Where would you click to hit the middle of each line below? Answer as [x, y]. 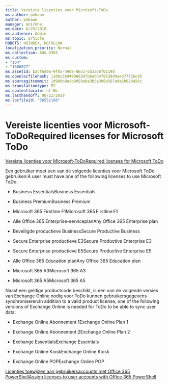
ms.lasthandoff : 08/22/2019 [35, 95]
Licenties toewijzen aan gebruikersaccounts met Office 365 [68, 371]
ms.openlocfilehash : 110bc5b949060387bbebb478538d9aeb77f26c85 [74, 76]
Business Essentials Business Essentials [54, 192]
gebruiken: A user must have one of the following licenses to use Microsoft [83, 176]
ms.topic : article [25, 39]
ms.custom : [17, 57]
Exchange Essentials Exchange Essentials [56, 342]
